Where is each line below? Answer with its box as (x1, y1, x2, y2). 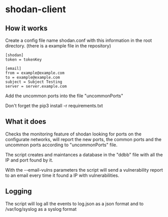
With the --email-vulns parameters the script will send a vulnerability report (5, 167, 163, 173)
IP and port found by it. (5, 157, 53, 163)
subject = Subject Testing (5, 79, 62, 85)
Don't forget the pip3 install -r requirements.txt (5, 103, 103, 108)
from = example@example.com (5, 70, 65, 75)
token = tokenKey (5, 57, 42, 62)
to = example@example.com (5, 75, 60, 80)
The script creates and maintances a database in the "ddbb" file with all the (5, 151, 163, 157)
